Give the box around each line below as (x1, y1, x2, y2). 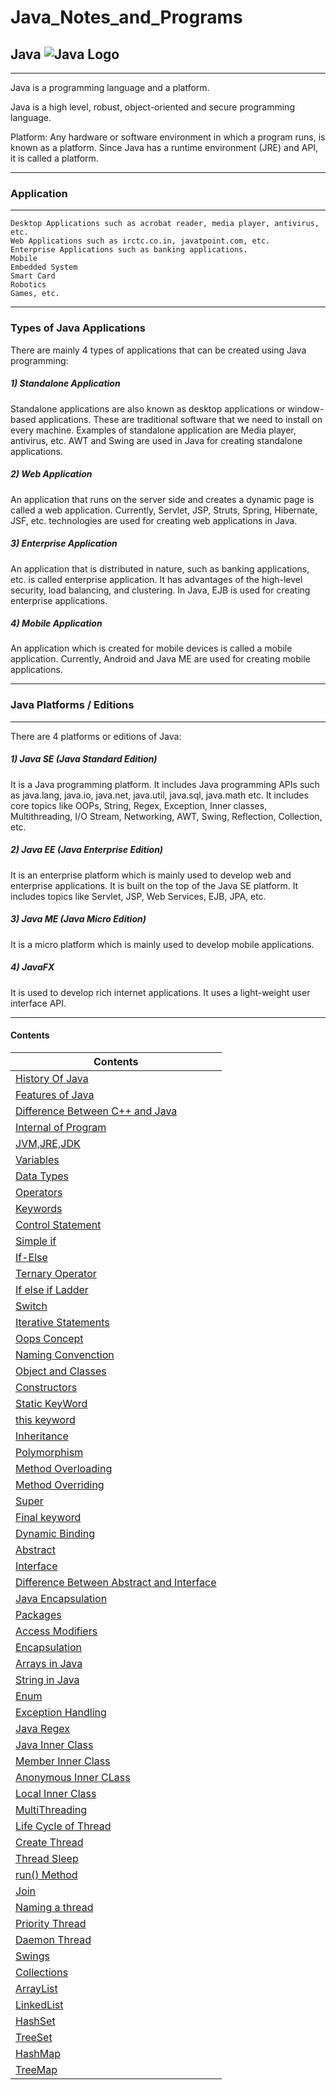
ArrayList (15, 1981, 58, 1995)
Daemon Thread (15, 1932, 92, 1946)
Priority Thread (15, 1916, 87, 1930)
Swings (15, 1949, 50, 1963)
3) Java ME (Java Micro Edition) (10, 913, 147, 925)
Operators (15, 1185, 63, 1199)
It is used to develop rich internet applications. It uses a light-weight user (10, 986, 311, 998)
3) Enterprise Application (10, 537, 118, 550)
